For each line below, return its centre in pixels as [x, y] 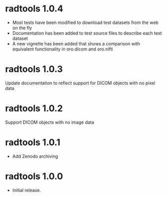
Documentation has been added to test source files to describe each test [87, 33]
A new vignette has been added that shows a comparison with [76, 43]
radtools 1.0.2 [34, 108]
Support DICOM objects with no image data [50, 122]
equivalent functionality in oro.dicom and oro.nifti [63, 49]
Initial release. [27, 190]
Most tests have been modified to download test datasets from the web [85, 22]
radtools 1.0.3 [34, 69]
